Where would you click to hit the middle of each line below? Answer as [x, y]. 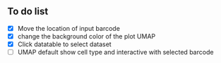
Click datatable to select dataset [64, 44]
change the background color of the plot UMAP [86, 36]
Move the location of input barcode [68, 28]
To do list [28, 12]
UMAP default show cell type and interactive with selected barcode [115, 52]
